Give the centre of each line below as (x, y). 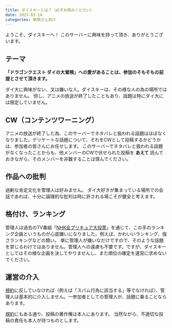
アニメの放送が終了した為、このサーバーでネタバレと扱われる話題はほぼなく (86, 133)
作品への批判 (26, 177)
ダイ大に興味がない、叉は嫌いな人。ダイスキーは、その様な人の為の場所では (86, 90)
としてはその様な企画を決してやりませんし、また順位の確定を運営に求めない (86, 253)
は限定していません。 (28, 102)
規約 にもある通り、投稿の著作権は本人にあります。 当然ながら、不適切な (82, 314)
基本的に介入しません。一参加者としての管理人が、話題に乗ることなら (93, 297)
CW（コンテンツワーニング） (52, 120)
